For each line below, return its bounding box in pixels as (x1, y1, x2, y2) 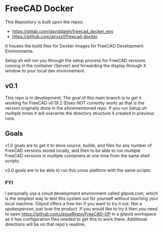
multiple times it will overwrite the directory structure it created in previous (5, 110, 154, 116)
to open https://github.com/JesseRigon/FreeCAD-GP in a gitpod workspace (5, 211, 157, 216)
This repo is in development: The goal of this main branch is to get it (5, 95, 142, 100)
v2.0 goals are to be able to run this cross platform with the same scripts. (5, 167, 152, 173)
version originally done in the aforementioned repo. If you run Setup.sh (5, 105, 147, 111)
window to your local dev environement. (5, 67, 86, 73)
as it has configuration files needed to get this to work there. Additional (5, 216, 147, 222)
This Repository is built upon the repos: (5, 19, 84, 25)
